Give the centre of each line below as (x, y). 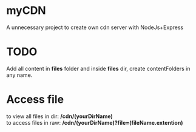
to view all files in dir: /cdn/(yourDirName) (60, 116)
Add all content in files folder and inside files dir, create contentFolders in (98, 68)
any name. (19, 75)
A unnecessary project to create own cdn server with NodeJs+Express (95, 27)
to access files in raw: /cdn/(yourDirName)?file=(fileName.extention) (95, 122)
